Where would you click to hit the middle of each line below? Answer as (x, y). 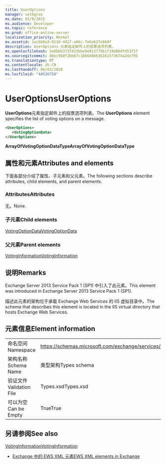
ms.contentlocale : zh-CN (31, 65)
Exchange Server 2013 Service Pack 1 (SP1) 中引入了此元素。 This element (80, 285)
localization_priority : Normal (37, 38)
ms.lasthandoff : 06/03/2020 (34, 70)
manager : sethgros (24, 14)
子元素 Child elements (31, 220)
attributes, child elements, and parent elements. (54, 182)
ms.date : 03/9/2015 (25, 19)
